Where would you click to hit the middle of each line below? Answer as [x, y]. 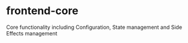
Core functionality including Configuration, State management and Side [94, 27]
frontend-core [43, 11]
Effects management [32, 33]
